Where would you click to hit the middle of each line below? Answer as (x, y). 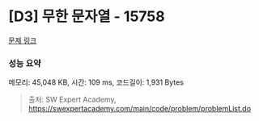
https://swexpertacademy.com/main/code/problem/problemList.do (140, 109)
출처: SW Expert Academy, (72, 100)
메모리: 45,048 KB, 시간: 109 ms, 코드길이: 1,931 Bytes (96, 82)
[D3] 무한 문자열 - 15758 (87, 17)
